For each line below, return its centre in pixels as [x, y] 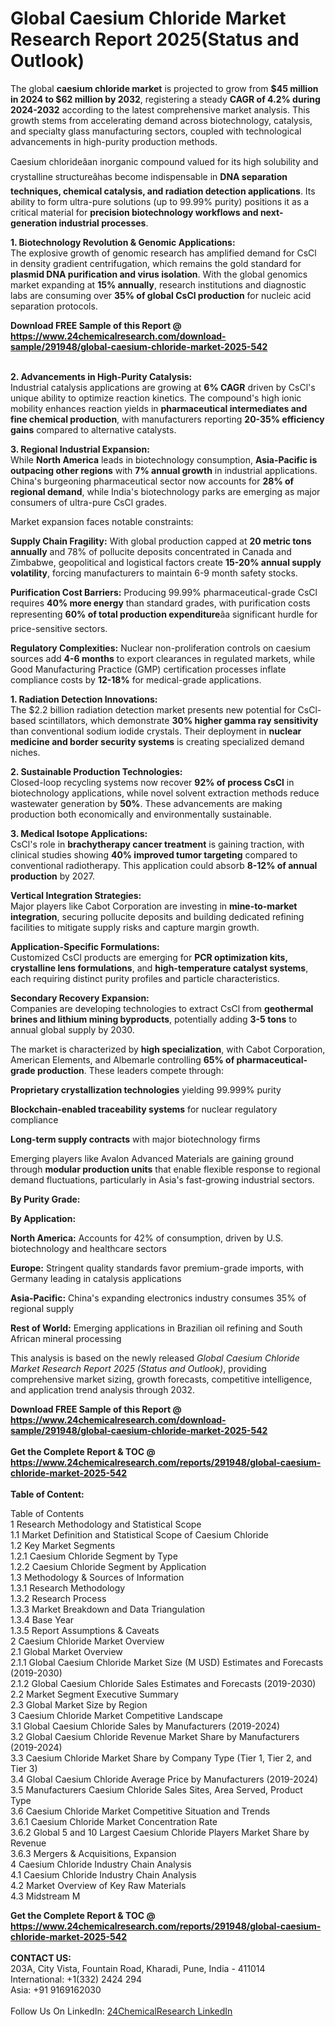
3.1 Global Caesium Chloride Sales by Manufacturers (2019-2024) [145, 1726]
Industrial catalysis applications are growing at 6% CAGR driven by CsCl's [163, 387]
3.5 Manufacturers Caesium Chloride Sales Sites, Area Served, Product [156, 1789]
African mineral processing [66, 1338]
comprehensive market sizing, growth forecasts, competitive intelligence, [161, 1379]
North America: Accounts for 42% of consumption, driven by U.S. [147, 1238]
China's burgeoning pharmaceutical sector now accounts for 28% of [152, 481]
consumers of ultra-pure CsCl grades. [88, 502]
